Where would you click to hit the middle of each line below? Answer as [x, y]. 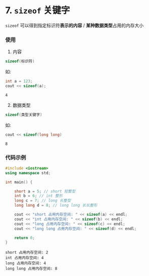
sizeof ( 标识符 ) [20, 61]
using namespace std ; [28, 173]
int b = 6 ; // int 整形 [39, 196]
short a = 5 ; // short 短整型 [45, 191]
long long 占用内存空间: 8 [31, 269]
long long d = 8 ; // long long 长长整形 [56, 206]
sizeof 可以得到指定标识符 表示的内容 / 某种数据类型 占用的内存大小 [74, 25]
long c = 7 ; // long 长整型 [43, 201]
